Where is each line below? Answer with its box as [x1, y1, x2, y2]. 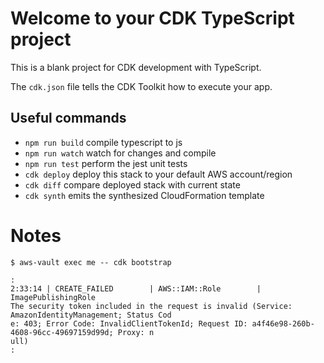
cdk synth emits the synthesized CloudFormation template [24, 189, 265, 201]
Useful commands [10, 110, 127, 127]
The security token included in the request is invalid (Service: [10, 301, 293, 311]
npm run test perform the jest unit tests [24, 157, 188, 169]
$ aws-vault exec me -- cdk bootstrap [10, 257, 172, 267]
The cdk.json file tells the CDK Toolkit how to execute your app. [10, 80, 273, 92]
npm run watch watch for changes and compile [24, 147, 217, 159]
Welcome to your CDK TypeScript [10, 7, 295, 30]
